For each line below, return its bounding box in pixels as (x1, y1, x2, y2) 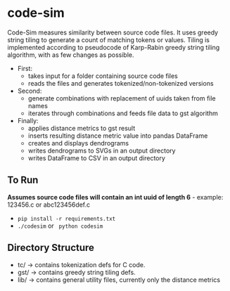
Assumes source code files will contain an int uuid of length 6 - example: (7, 193, 224, 201)
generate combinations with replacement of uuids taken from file (27, 93, 216, 103)
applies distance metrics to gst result (27, 124, 136, 132)
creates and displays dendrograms (27, 138, 129, 147)
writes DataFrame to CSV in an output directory (27, 153, 165, 162)
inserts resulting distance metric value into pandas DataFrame (27, 131, 208, 140)
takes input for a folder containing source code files (27, 72, 178, 80)
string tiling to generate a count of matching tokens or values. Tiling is (7, 35, 210, 44)
